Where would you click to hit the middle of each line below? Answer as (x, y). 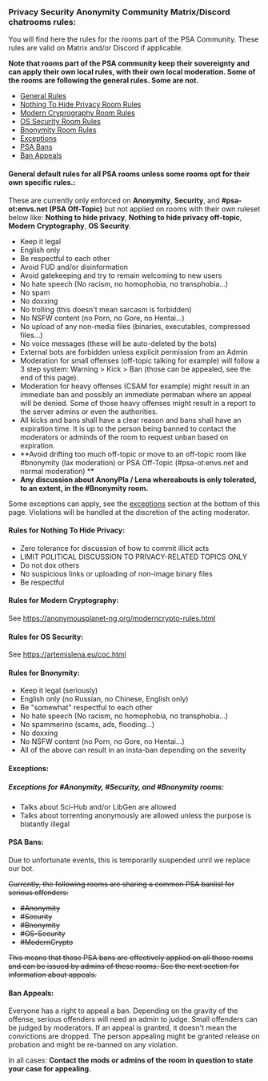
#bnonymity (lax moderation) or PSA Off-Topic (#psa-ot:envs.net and (134, 462)
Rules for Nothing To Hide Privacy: (67, 530)
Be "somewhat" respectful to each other (86, 708)
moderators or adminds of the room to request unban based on (124, 437)
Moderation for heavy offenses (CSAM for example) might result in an (134, 386)
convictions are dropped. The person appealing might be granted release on (134, 1036)
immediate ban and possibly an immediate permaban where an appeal (136, 394)
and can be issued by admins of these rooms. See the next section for (124, 966)
